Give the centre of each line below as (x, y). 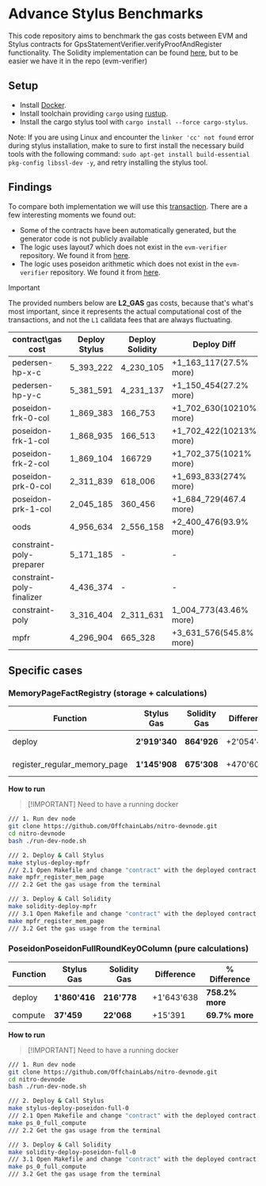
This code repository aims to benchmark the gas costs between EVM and (128, 36)
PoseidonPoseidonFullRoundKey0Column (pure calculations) (129, 948)
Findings (30, 187)
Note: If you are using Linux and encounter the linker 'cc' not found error (131, 137)
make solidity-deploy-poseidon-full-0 (72, 1152)
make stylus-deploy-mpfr (49, 863)
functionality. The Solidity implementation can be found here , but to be (123, 52)
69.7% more (230, 1015)
